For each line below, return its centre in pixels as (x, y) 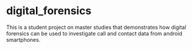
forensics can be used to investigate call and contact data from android (94, 33)
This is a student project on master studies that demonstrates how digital (96, 27)
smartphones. (23, 40)
